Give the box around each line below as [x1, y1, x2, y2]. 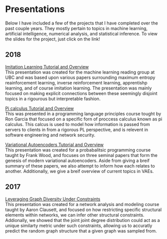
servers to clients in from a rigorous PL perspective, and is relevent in [5, 126, 148, 132]
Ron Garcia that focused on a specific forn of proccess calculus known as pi [5, 116, 162, 122]
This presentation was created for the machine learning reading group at [5, 69, 155, 75]
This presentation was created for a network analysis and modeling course [5, 201, 159, 207]
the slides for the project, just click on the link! [5, 36, 100, 42]
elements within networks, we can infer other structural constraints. [5, 211, 144, 218]
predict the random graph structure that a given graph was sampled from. [5, 227, 157, 233]
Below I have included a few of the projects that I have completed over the [5, 20, 158, 26]
